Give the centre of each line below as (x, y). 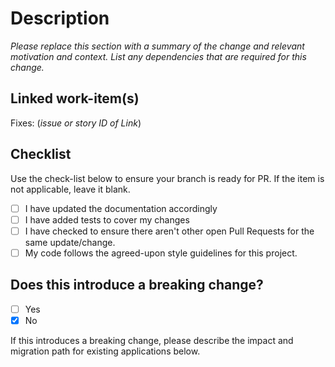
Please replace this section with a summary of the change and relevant (157, 46)
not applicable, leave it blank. (70, 189)
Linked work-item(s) (75, 98)
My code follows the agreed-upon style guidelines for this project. (161, 253)
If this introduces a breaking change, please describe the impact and (152, 340)
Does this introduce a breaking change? (137, 285)
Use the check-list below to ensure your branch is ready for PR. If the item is (167, 178)
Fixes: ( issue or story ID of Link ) (76, 123)
